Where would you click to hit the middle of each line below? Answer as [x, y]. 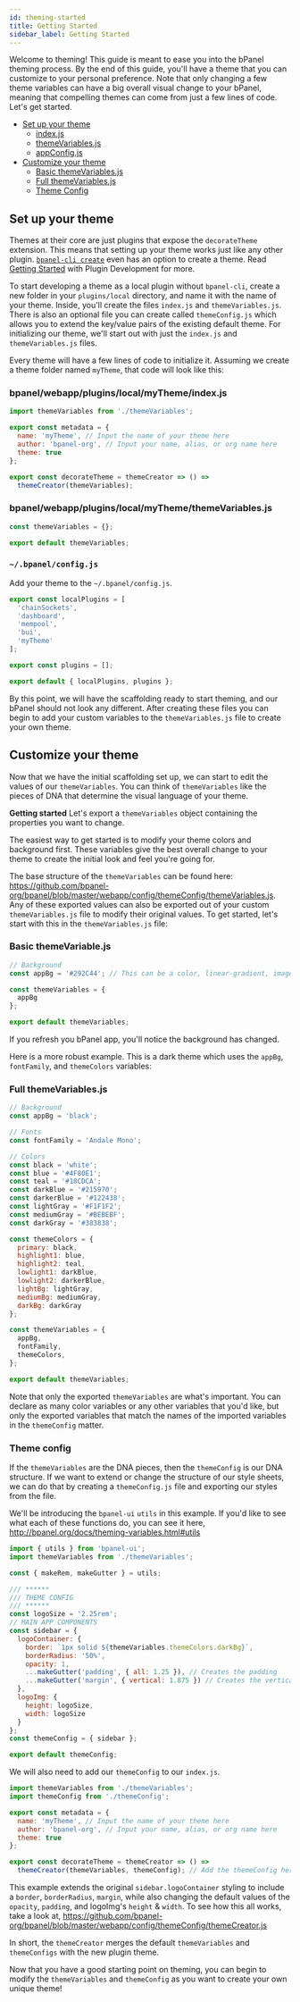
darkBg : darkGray [50, 1305]
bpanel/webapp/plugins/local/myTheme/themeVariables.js [141, 508]
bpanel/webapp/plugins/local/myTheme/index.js [118, 393]
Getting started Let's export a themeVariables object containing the [133, 813]
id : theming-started [48, 17]
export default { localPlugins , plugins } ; [92, 681]
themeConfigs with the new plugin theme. [84, 1952]
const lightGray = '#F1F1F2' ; [66, 1207]
